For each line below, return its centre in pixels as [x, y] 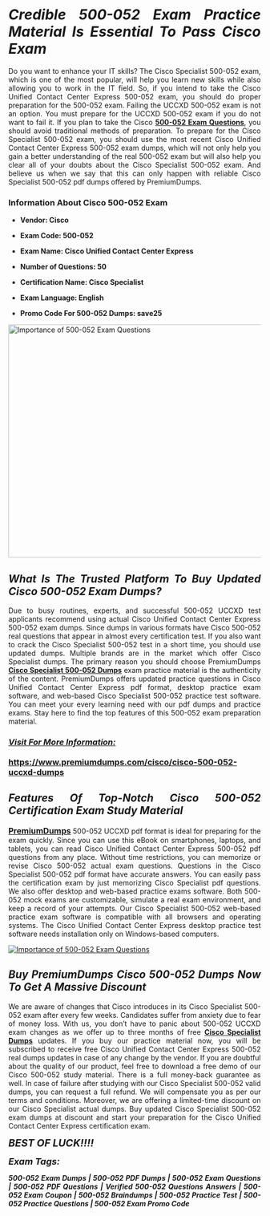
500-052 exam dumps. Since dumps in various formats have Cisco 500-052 [135, 628]
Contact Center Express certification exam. [79, 1125]
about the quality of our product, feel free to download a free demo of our [135, 1066]
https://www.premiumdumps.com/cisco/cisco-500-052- [123, 762]
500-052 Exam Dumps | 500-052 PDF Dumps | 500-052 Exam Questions [135, 1177]
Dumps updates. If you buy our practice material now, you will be [135, 1040]
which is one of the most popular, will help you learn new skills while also [135, 79]
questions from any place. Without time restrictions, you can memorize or [135, 857]
